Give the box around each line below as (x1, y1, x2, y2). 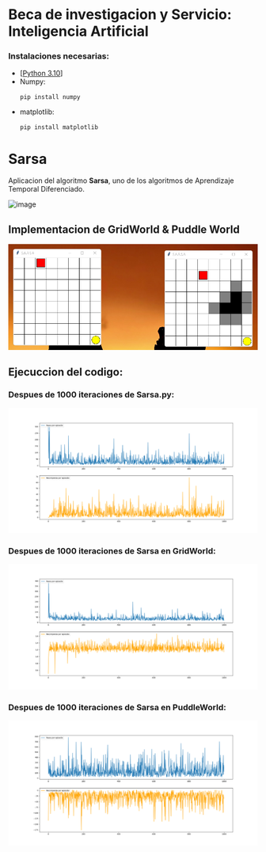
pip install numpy (19, 93, 81, 101)
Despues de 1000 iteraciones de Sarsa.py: (8, 390, 175, 401)
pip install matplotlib (19, 124, 99, 131)
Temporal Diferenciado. (8, 184, 85, 194)
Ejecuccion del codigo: (8, 366, 123, 379)
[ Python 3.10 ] (19, 69, 63, 78)
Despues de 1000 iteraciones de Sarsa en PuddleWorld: (8, 702, 227, 713)
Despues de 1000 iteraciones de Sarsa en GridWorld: (8, 546, 216, 556)
